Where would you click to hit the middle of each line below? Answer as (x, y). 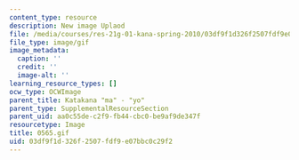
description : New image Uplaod (67, 26)
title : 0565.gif (39, 133)
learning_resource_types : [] (63, 84)
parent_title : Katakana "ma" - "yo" (77, 100)
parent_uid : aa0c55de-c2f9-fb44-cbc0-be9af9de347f (105, 116)
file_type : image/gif (49, 42)
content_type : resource (53, 17)
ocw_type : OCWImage (45, 92)
